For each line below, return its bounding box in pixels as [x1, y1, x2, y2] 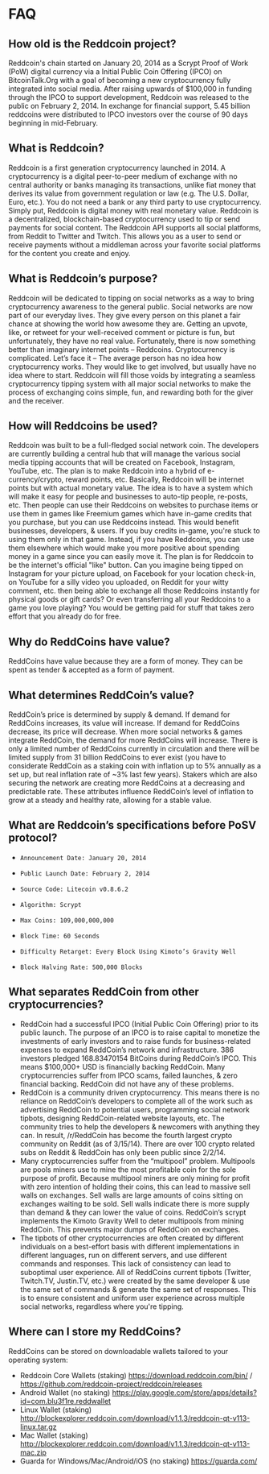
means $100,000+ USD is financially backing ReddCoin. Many [19, 1062, 226, 1071]
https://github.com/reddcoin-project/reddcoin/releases [19, 1379, 202, 1389]
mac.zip [19, 1447, 47, 1457]
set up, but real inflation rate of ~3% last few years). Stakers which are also [8, 770, 258, 780]
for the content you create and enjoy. [8, 248, 131, 258]
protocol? [8, 831, 58, 845]
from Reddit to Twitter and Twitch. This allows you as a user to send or [8, 231, 242, 241]
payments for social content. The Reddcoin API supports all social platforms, [8, 222, 262, 232]
